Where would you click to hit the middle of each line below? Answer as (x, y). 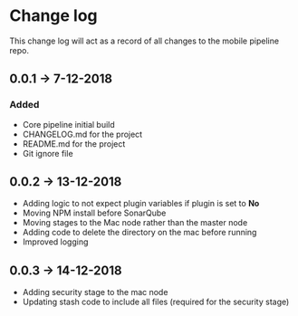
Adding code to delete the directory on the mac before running (139, 233)
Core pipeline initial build (68, 124)
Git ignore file (48, 153)
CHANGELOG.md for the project (82, 134)
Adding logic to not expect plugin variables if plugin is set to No (141, 204)
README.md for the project (74, 144)
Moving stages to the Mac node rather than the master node (135, 223)
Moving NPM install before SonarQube (94, 213)
